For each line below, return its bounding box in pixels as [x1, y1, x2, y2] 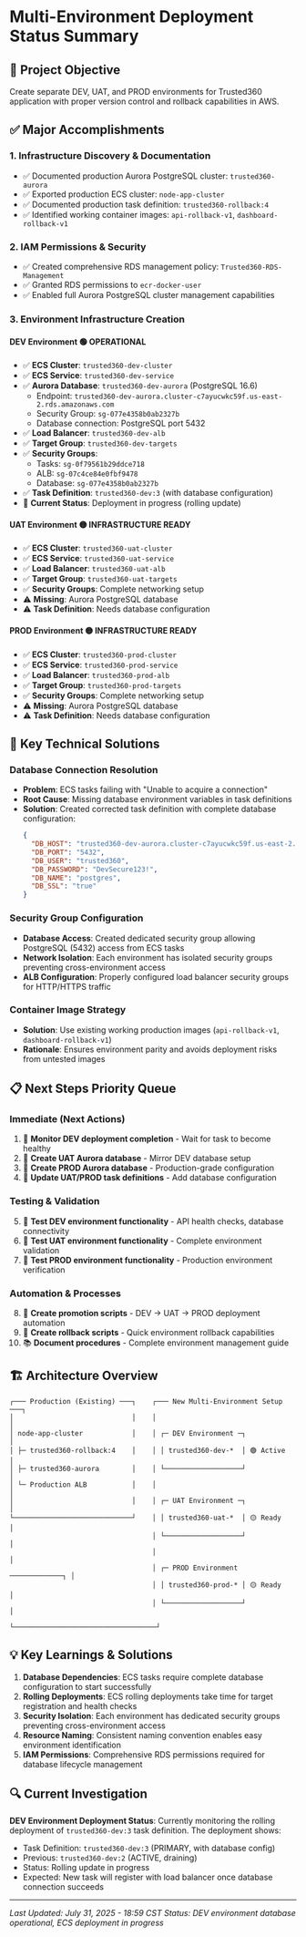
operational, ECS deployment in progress [9, 1917, 164, 1928]
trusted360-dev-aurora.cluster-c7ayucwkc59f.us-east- [74, 392, 283, 402]
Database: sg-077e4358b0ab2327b [36, 478, 159, 489]
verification [22, 1264, 66, 1275]
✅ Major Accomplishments [9, 122, 166, 138]
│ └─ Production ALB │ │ [9, 1479, 157, 1489]
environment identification [22, 1739, 121, 1750]
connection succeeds [22, 1880, 105, 1892]
